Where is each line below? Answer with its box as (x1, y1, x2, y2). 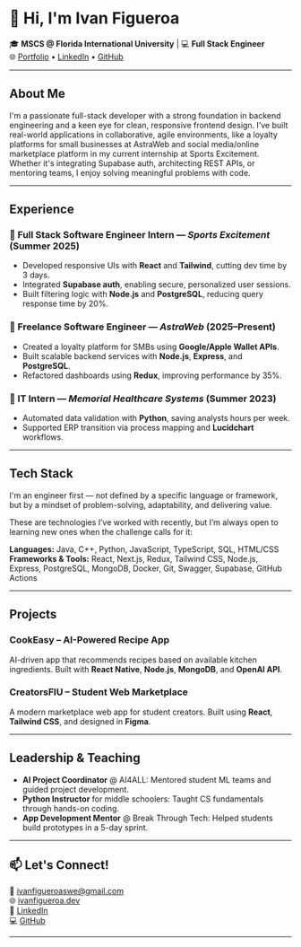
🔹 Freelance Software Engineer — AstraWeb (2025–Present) (9, 320, 276, 333)
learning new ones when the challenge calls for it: (9, 526, 193, 537)
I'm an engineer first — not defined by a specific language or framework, (9, 489, 279, 501)
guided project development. (21, 784, 130, 794)
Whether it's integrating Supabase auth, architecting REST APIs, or (9, 157, 255, 169)
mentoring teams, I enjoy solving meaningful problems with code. (9, 167, 251, 178)
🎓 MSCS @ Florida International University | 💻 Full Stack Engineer (9, 38, 265, 48)
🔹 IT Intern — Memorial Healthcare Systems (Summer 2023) (9, 392, 277, 405)
